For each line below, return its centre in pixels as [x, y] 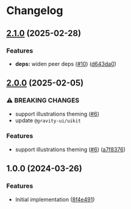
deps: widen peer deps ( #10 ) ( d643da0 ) [66, 64]
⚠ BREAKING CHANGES [43, 100]
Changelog [35, 11]
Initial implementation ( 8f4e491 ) [55, 199]
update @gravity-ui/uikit [48, 120]
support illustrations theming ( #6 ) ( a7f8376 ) [70, 149]
